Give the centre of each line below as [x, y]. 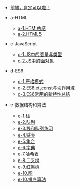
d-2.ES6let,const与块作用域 [46, 88]
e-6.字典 [26, 148]
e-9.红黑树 [29, 167]
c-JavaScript [23, 44]
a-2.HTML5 [30, 34]
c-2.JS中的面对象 [36, 61]
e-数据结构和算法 [28, 105]
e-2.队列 [26, 122]
